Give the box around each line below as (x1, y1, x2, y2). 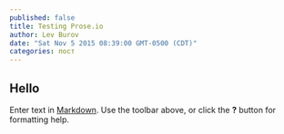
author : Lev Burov (9, 30, 79, 39)
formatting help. (9, 114, 70, 125)
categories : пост (9, 47, 76, 56)
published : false (9, 13, 76, 23)
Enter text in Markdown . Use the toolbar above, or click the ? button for (9, 104, 276, 115)
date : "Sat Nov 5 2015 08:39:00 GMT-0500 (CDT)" (9, 38, 198, 48)
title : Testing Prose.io (9, 22, 104, 31)
